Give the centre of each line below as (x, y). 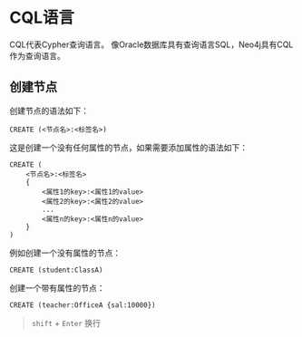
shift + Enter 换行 (66, 323)
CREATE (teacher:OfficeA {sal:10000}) (83, 305)
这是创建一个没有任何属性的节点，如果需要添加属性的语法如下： (128, 147)
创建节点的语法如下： (49, 111)
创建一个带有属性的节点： (57, 288)
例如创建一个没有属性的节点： (65, 253)
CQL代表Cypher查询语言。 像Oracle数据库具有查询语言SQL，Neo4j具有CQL (151, 44)
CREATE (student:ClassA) (56, 270)
